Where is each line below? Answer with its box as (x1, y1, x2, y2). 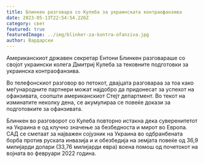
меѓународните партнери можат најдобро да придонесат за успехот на (6, 86, 195, 93)
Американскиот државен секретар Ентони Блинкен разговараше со (6, 55, 186, 61)
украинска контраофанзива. (6, 67, 81, 74)
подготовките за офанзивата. (6, 105, 83, 112)
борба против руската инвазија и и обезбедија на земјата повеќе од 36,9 (6, 137, 198, 144)
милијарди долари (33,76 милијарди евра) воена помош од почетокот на (6, 143, 198, 150)
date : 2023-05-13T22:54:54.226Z (6, 15, 89, 21)
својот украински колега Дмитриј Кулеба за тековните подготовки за (6, 61, 189, 68)
